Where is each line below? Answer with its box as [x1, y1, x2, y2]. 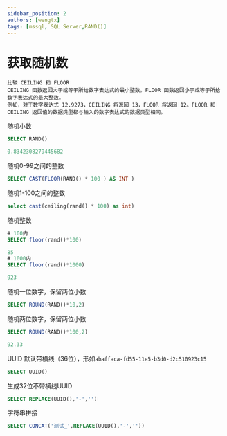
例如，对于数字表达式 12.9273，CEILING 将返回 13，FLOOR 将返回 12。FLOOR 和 [7, 102, 216, 109]
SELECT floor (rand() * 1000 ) [7, 262, 85, 269]
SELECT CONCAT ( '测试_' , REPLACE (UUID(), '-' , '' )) [7, 423, 145, 430]
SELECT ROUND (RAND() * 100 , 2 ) [7, 328, 89, 336]
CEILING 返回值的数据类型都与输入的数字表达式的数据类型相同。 [7, 109, 166, 116]
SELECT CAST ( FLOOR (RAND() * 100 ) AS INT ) [7, 176, 135, 183]
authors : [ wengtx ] [7, 17, 60, 24]
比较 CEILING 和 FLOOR [7, 80, 70, 87]
